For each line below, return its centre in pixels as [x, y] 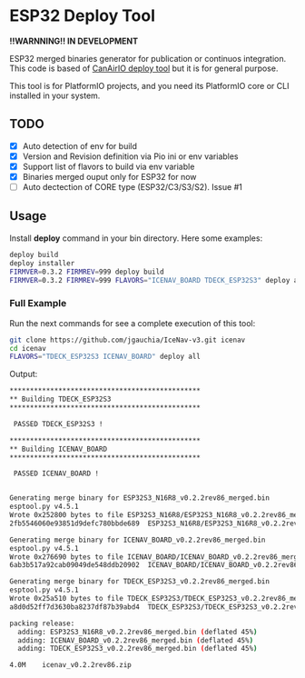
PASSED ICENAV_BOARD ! [56, 474]
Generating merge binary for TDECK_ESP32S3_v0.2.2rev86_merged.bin [140, 582]
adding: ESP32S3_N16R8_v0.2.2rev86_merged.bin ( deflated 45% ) [138, 632]
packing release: [42, 623]
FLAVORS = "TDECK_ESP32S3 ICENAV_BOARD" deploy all [105, 357]
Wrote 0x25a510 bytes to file [67, 599]
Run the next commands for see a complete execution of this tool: [133, 323]
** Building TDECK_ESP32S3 [60, 399]
